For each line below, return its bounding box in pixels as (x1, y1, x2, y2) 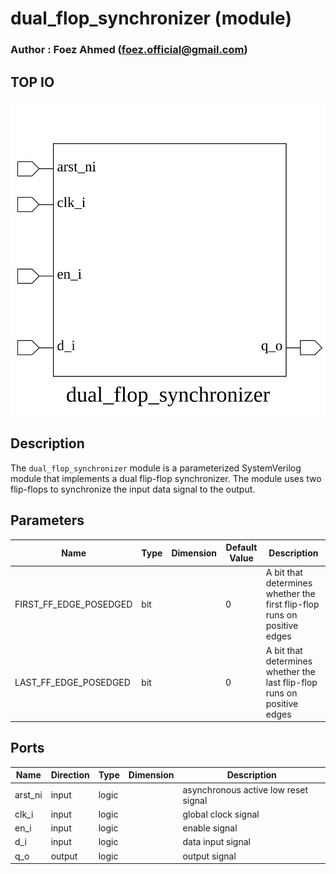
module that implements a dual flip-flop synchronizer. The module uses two (10, 472, 322, 484)
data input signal (182, 836, 251, 848)
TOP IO (10, 73, 55, 91)
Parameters (10, 512, 85, 529)
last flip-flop (265, 676, 318, 688)
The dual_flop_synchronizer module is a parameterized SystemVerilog (10, 462, 302, 474)
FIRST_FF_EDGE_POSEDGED (14, 598, 133, 611)
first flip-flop (265, 598, 320, 611)
